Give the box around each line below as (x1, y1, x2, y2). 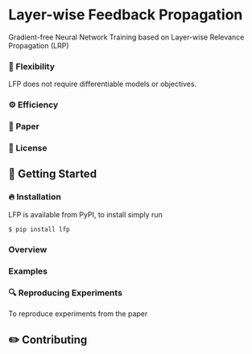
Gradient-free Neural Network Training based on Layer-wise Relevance (8, 32, 245, 42)
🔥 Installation (8, 191, 62, 203)
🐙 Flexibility (8, 60, 55, 72)
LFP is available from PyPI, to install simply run (8, 209, 163, 219)
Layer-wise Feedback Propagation (8, 6, 243, 24)
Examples (8, 265, 48, 277)
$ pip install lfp (8, 225, 70, 233)
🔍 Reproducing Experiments (8, 287, 123, 298)
